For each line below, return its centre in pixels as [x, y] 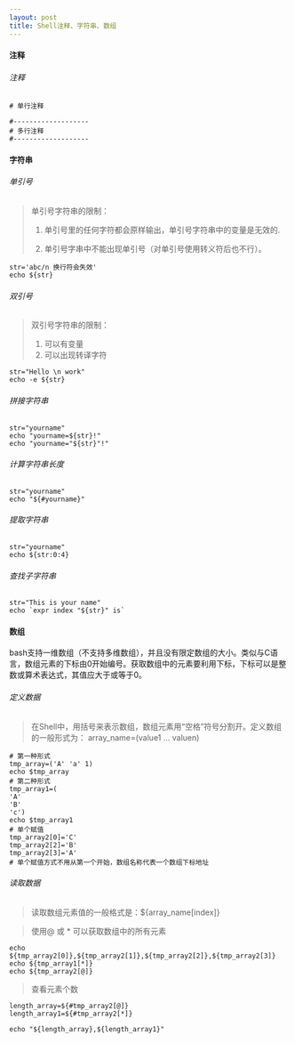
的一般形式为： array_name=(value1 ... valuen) [115, 737]
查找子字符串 [32, 576]
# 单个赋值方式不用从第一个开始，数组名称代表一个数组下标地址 [109, 862]
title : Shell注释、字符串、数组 [63, 26]
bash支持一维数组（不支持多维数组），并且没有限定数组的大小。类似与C [140, 653]
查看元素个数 [54, 989]
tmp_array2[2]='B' [43, 845]
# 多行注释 [27, 131]
